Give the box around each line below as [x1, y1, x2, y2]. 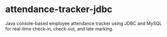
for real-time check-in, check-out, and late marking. [5, 25, 114, 31]
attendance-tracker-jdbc [5, 4, 113, 15]
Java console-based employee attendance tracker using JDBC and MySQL [5, 20, 162, 26]
